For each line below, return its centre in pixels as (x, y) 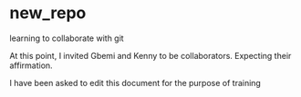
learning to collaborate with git (67, 38)
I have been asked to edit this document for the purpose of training (135, 82)
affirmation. (31, 65)
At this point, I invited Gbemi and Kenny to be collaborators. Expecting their (150, 55)
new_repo (48, 13)
